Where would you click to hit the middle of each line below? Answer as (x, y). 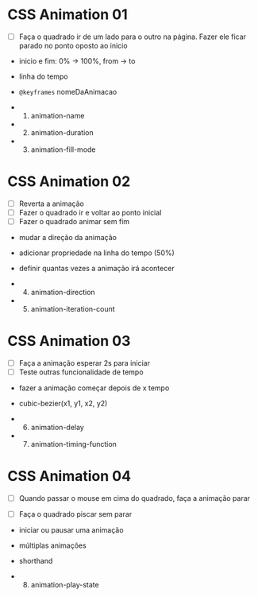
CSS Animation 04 (69, 477)
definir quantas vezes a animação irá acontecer (97, 269)
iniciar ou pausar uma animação (71, 530)
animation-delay (57, 428)
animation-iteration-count (73, 309)
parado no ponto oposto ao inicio (73, 46)
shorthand (36, 561)
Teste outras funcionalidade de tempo (81, 372)
